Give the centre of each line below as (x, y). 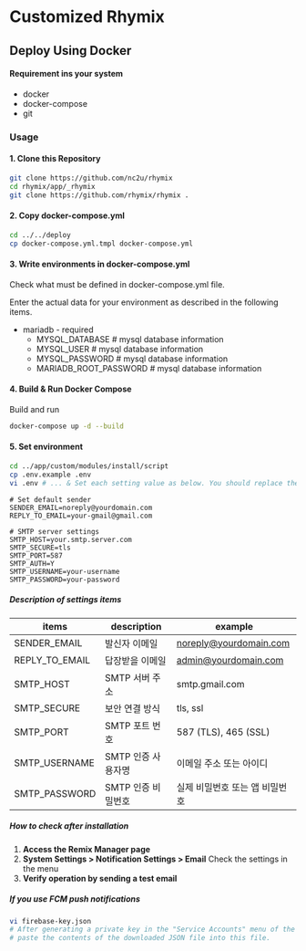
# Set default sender (51, 499)
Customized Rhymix (87, 17)
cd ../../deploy (40, 235)
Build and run (35, 409)
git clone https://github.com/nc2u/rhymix (91, 178)
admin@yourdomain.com (230, 660)
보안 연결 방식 (133, 708)
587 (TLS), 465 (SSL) (223, 732)
